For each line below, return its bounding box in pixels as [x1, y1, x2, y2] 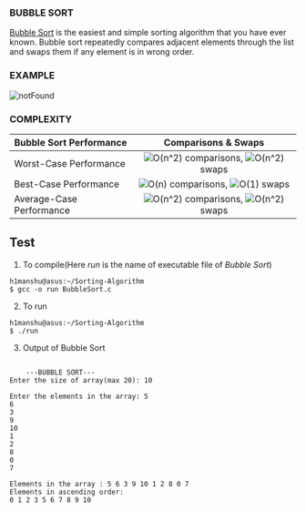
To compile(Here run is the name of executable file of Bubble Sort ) [22, 259, 272, 270]
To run [22, 301, 47, 312]
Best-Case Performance [14, 178, 120, 190]
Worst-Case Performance [14, 157, 126, 169]
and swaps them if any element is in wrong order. [9, 46, 195, 57]
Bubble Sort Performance [14, 136, 127, 148]
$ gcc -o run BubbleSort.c [9, 284, 112, 293]
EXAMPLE [9, 69, 56, 82]
